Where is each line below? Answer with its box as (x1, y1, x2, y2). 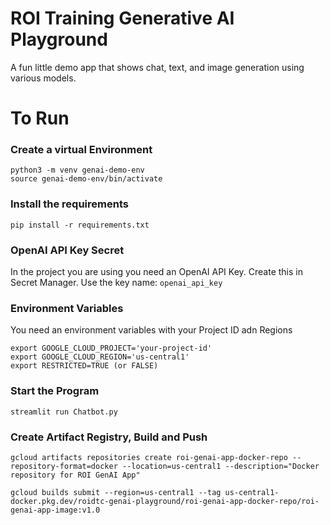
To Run (10, 107, 70, 130)
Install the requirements (10, 197, 129, 211)
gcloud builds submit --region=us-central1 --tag (10, 487, 222, 497)
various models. (10, 72, 77, 84)
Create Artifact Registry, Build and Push (10, 430, 208, 444)
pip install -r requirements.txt (10, 220, 150, 230)
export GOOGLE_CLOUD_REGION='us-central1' (10, 352, 190, 362)
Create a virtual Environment (10, 143, 153, 157)
